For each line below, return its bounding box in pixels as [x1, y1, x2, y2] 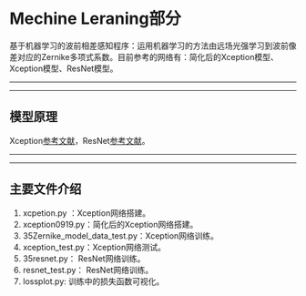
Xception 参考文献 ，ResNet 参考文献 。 [9, 135, 150, 146]
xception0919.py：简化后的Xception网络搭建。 [22, 219, 199, 230]
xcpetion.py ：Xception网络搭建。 [22, 207, 151, 219]
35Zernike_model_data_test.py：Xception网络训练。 [22, 230, 219, 241]
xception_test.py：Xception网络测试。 [22, 241, 167, 252]
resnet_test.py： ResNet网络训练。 [22, 264, 154, 275]
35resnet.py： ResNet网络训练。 [22, 252, 146, 264]
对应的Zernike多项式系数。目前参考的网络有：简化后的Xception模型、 [16, 51, 280, 62]
